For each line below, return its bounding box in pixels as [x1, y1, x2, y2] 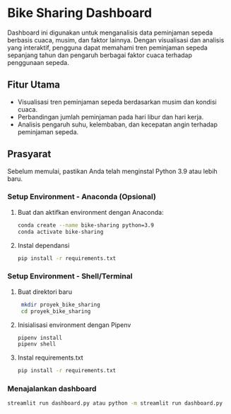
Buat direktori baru [17, 288, 73, 296]
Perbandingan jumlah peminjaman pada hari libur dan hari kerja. [17, 112, 204, 121]
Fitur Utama [7, 79, 61, 91]
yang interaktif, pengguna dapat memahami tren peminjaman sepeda [7, 43, 208, 52]
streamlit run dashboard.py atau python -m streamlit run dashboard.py [7, 400, 223, 407]
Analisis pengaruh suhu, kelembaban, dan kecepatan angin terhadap [17, 120, 218, 129]
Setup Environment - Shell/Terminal [7, 271, 133, 281]
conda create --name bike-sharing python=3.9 [17, 221, 154, 229]
